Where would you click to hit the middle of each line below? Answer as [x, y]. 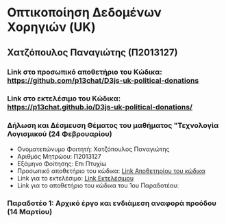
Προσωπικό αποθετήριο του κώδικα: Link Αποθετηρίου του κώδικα [111, 171]
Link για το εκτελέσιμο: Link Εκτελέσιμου [75, 178]
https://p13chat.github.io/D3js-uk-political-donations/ [100, 107]
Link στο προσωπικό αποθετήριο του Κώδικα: [85, 72]
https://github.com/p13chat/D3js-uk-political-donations [103, 80]
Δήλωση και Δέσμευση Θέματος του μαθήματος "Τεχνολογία [113, 126]
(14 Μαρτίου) [30, 211]
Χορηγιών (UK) [51, 27]
